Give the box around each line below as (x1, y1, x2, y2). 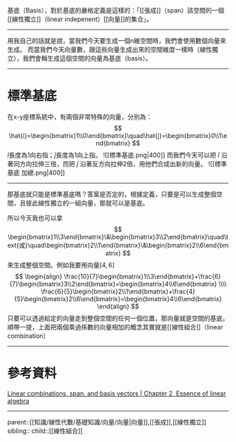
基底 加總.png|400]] (7, 168, 65, 177)
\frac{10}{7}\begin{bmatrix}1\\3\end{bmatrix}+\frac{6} (63, 272, 221, 280)
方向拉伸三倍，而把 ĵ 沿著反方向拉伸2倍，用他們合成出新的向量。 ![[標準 (19, 159, 227, 168)
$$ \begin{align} (15, 272, 63, 280)
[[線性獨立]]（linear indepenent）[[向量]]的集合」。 (7, 15, 153, 23)
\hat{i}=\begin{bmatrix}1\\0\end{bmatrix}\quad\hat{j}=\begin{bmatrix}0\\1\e (8, 131, 228, 139)
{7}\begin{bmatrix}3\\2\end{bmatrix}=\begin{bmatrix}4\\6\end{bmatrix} (9, 279, 218, 288)
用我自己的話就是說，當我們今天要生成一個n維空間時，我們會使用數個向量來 (7, 37, 227, 44)
